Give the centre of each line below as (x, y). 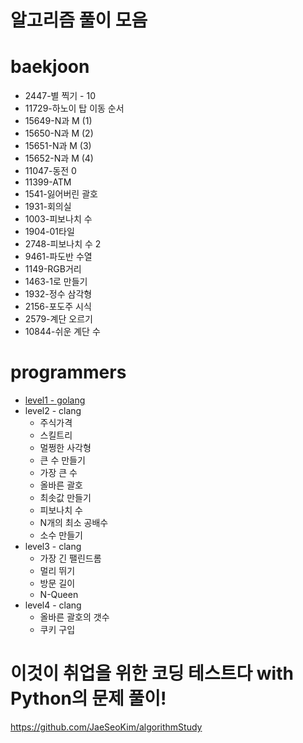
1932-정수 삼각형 (58, 294)
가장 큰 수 (58, 473)
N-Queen (59, 595)
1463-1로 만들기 (56, 282)
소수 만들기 (61, 535)
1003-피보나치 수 (58, 219)
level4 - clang (53, 605)
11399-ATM (48, 182)
